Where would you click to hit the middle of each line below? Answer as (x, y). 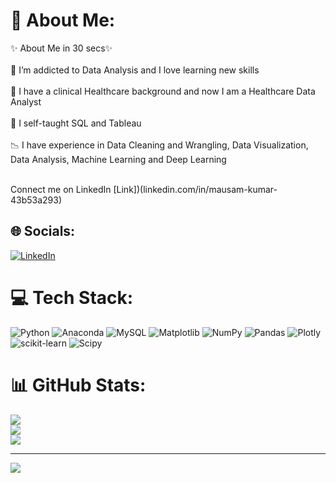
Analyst (26, 101)
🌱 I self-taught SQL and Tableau (76, 123)
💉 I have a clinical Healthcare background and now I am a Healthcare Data (163, 91)
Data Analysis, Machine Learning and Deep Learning (118, 159)
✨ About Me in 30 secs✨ (61, 48)
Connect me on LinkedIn (61, 189)
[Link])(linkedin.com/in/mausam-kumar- (195, 189)
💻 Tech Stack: (72, 297)
